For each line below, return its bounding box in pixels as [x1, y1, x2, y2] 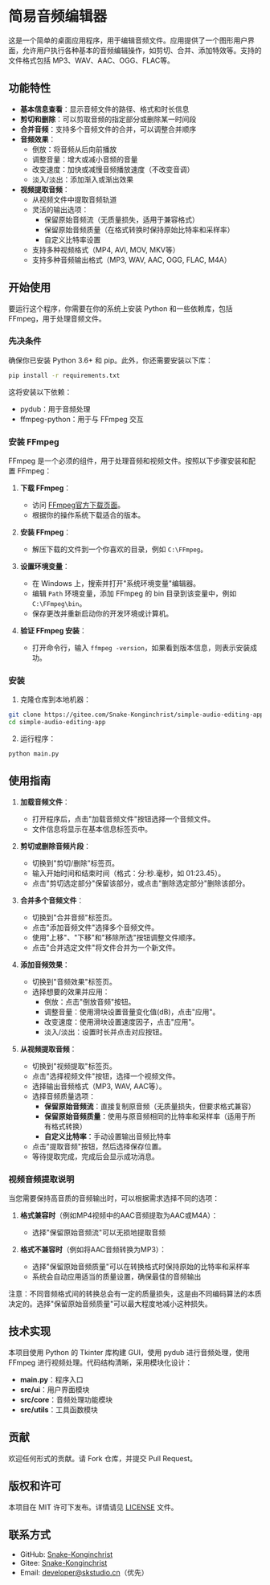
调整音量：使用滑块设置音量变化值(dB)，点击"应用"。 [43, 1006, 220, 1017]
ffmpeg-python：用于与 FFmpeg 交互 [19, 414, 145, 424]
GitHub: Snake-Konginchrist [19, 1550, 113, 1559]
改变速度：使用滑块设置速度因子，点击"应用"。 [43, 1017, 199, 1026]
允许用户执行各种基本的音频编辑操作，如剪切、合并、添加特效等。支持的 [22, 45, 262, 55]
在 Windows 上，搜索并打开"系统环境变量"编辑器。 [31, 579, 201, 588]
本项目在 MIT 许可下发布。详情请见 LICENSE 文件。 [8, 1502, 178, 1512]
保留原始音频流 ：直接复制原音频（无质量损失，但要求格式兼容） [43, 1101, 256, 1111]
